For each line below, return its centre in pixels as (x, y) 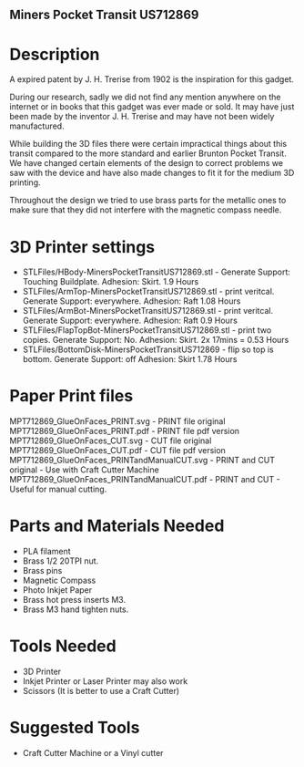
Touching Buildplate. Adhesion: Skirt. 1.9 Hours (111, 282)
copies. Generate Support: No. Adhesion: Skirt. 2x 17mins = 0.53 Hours (156, 340)
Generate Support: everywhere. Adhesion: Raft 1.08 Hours (132, 301)
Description (55, 54)
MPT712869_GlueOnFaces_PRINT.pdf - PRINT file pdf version (124, 431)
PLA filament (46, 552)
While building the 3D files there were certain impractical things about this (148, 144)
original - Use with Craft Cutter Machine (84, 470)
